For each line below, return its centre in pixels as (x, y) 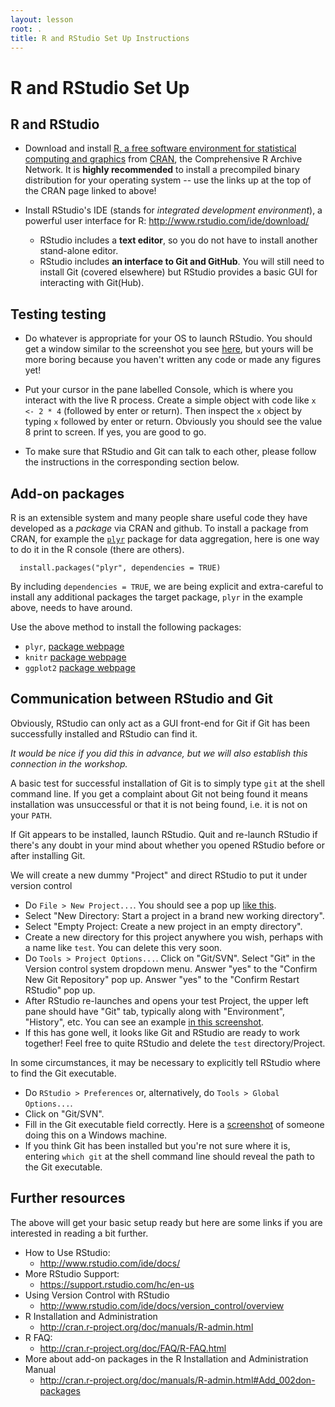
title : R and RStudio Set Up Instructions (100, 38)
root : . (26, 29)
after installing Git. (48, 855)
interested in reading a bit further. (79, 1233)
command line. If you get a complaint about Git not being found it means (159, 793)
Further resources (68, 1198)
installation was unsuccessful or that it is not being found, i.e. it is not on (159, 804)
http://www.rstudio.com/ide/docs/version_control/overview (162, 1305)
